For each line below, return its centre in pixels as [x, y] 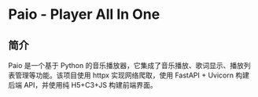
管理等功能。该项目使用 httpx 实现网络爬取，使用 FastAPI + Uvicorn [124, 75]
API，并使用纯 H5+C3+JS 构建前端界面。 [90, 85]
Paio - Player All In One [84, 14]
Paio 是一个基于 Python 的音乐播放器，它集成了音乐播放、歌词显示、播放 [126, 65]
